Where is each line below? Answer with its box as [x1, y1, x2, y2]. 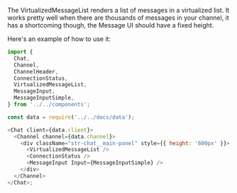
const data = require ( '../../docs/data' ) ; [7, 113, 135, 121]
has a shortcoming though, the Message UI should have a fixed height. [7, 21, 214, 29]
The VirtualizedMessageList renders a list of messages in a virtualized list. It [7, 6, 230, 14]
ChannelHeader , [13, 68, 59, 75]
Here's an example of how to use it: [7, 35, 111, 43]
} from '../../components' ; [7, 101, 91, 108]
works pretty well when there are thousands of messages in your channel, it [7, 13, 229, 22]
